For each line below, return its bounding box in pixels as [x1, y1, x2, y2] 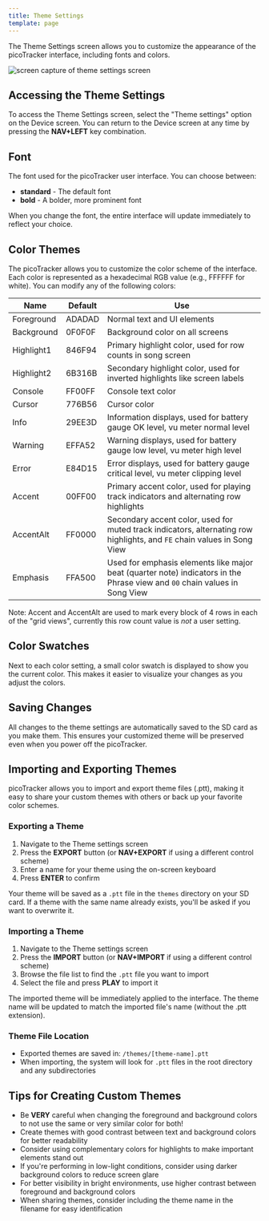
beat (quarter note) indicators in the [106, 567, 242, 578]
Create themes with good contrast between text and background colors [19, 1127, 256, 1137]
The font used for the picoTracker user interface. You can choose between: [8, 172, 257, 181]
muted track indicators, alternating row [106, 524, 254, 535]
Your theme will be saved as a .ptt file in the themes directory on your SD [8, 888, 250, 898]
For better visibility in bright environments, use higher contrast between [19, 1179, 256, 1188]
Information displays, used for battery [106, 411, 249, 422]
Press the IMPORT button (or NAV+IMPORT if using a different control [19, 952, 252, 962]
